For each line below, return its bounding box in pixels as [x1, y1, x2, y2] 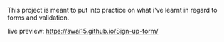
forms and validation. [7, 13, 70, 22]
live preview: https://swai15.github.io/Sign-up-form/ [7, 27, 159, 35]
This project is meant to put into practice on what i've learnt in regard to [7, 6, 218, 14]
